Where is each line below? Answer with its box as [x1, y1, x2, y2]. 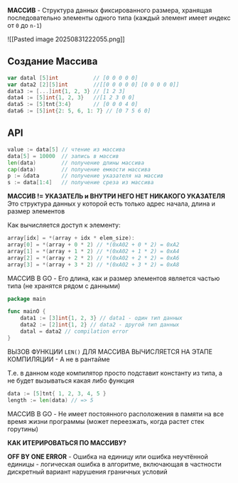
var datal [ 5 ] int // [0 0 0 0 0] [7, 74, 139, 81]
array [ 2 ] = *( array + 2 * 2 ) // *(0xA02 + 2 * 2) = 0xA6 [7, 254, 180, 262]
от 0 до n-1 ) [7, 21, 43, 29]
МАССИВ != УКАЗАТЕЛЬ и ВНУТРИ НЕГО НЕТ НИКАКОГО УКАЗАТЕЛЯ [7, 192, 226, 201]
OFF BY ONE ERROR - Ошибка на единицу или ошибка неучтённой [7, 452, 208, 461]
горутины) [7, 425, 39, 433]
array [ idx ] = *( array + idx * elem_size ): [7, 235, 135, 242]
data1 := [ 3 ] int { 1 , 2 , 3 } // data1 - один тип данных [20, 314, 183, 322]
